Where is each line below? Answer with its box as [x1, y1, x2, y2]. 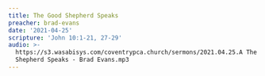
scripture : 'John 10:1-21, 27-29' [8, 33, 123, 42]
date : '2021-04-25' [8, 26, 73, 34]
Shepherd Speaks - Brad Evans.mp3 [15, 56, 129, 64]
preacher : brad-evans [8, 19, 80, 27]
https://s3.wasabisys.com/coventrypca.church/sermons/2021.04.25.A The [15, 48, 258, 56]
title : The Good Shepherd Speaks [8, 11, 119, 20]
